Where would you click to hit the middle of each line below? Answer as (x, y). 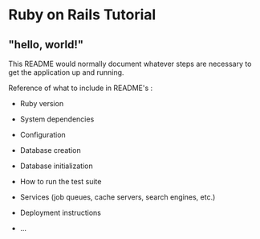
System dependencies (57, 119)
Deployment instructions (61, 212)
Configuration (43, 135)
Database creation (51, 150)
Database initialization (57, 166)
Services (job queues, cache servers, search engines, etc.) (118, 197)
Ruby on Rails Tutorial (82, 15)
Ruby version (42, 103)
